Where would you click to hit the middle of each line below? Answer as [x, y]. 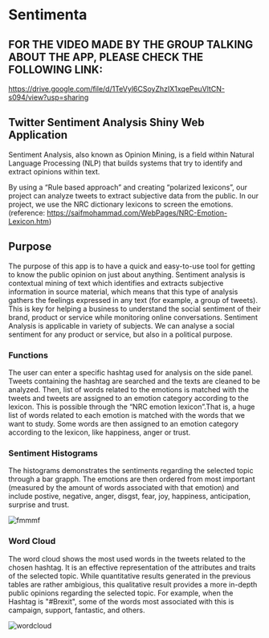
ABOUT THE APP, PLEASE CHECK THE [106, 57]
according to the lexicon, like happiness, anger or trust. [100, 432]
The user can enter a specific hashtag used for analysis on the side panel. [131, 372]
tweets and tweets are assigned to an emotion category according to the [128, 398]
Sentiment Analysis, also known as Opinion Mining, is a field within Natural [131, 154]
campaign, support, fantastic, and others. [77, 610]
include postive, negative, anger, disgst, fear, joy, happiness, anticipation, [130, 497]
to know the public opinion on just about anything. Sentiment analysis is [127, 274]
